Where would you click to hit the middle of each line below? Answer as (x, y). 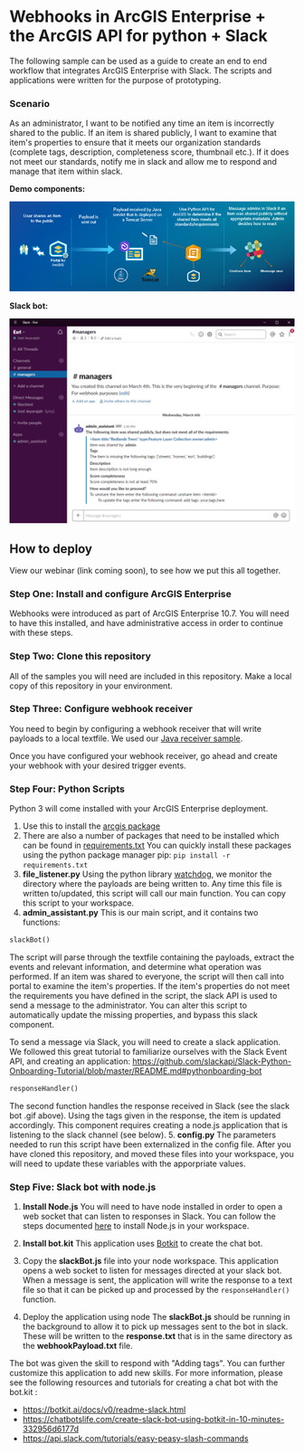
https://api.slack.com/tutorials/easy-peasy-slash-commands (135, 1439)
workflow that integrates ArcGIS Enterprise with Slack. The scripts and (141, 71)
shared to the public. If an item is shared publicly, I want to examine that (143, 133)
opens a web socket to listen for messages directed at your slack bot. (152, 1271)
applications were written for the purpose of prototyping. (115, 80)
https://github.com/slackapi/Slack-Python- (212, 1061)
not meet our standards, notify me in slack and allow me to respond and (143, 162)
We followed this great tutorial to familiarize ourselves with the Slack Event (148, 1051)
